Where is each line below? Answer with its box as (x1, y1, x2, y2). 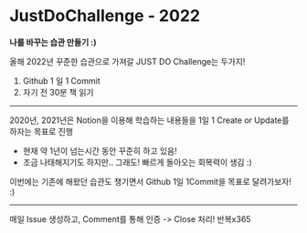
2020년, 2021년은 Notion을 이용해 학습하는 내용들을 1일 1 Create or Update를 (9, 115, 290, 126)
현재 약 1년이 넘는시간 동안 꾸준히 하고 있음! (22, 145, 177, 156)
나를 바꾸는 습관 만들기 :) (9, 36, 98, 47)
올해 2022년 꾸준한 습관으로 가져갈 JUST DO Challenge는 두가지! (9, 56, 246, 66)
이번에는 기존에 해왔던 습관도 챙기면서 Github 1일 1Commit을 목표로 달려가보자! (9, 176, 292, 187)
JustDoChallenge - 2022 (9, 5, 201, 26)
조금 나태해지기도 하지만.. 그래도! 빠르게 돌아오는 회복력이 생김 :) (22, 157, 253, 167)
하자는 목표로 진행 (9, 126, 73, 137)
